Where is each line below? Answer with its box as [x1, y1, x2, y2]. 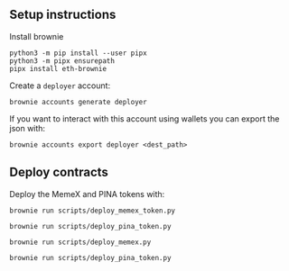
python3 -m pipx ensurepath [9, 56, 116, 66]
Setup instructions [9, 7, 117, 23]
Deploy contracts [9, 165, 108, 180]
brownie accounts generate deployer [9, 97, 147, 106]
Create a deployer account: [9, 80, 111, 91]
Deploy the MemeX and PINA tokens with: [9, 188, 165, 199]
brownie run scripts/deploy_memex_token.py [9, 206, 176, 215]
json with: [9, 122, 46, 133]
